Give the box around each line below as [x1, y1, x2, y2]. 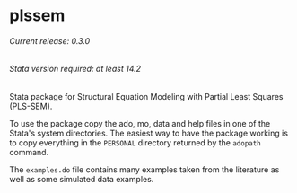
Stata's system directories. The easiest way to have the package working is [9, 127, 289, 138]
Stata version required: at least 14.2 [9, 64, 142, 75]
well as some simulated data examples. [9, 174, 154, 184]
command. [9, 147, 49, 157]
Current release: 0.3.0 [9, 35, 91, 46]
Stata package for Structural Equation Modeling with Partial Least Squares [9, 92, 284, 101]
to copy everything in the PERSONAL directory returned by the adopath [9, 137, 262, 148]
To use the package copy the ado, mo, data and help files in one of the [9, 118, 271, 128]
